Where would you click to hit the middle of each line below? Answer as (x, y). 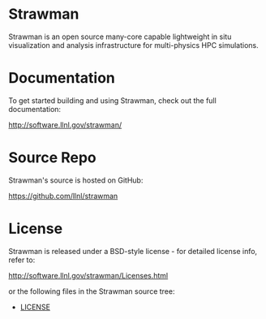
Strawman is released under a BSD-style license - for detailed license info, (133, 251)
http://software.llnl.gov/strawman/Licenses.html (88, 275)
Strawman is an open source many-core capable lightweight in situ (120, 37)
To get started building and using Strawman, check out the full (112, 100)
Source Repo (52, 158)
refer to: (22, 260)
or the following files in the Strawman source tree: (92, 291)
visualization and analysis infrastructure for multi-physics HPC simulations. (133, 45)
